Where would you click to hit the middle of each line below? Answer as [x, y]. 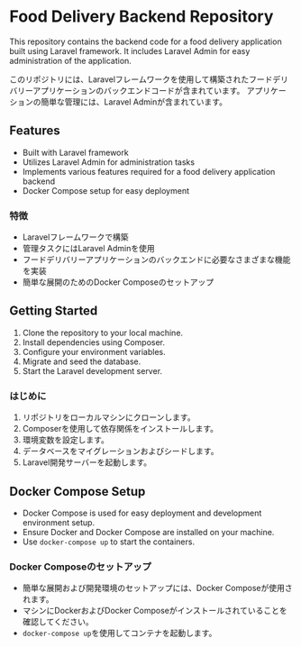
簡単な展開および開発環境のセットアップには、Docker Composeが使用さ [157, 588]
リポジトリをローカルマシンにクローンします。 [109, 417]
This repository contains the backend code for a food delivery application [146, 41]
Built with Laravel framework [75, 152]
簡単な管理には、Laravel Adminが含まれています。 [134, 102]
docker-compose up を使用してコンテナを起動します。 [119, 633]
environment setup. [59, 522]
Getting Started [54, 311]
